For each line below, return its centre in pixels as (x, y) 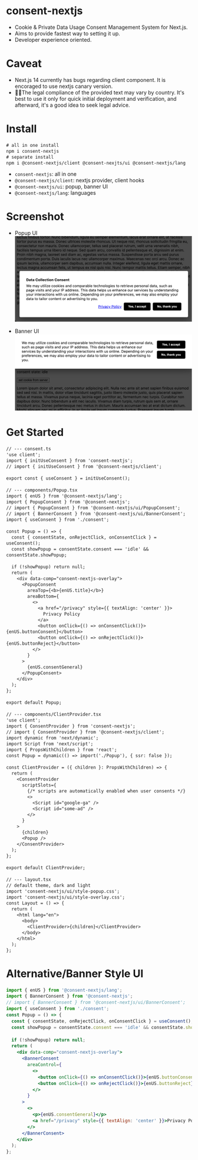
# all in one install (33, 145)
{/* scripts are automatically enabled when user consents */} (106, 791)
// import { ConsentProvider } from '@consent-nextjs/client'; (85, 732)
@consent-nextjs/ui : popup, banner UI (61, 186)
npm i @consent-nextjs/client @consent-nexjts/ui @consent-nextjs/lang (96, 163)
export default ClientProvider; (46, 868)
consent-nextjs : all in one (46, 174)
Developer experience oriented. (53, 40)
